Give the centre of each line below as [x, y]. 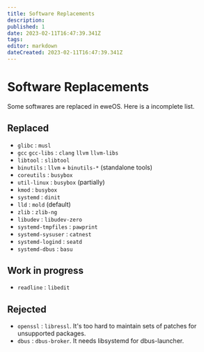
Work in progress [45, 271]
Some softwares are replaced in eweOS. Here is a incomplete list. [101, 106]
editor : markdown [32, 46]
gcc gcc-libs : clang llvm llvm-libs [68, 152]
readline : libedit [44, 287]
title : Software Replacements [51, 14]
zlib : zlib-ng [37, 212]
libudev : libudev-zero [49, 219]
